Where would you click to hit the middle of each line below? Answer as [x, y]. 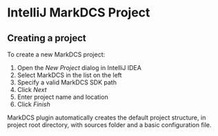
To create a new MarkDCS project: [56, 54]
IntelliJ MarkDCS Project [79, 13]
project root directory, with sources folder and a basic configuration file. [109, 125]
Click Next [32, 90]
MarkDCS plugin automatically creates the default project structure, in [107, 117]
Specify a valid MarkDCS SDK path [67, 82]
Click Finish [33, 104]
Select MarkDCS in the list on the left [69, 75]
